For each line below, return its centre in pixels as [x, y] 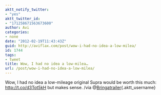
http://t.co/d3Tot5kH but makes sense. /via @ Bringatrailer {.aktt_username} [80, 87]
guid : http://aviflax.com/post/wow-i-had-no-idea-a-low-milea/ [71, 46]
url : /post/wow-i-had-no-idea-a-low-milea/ [50, 69]
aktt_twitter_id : [23, 19]
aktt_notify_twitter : [27, 9]
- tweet [13, 59]
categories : [17, 32]
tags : [10, 55]
